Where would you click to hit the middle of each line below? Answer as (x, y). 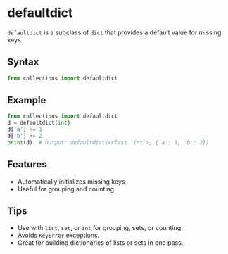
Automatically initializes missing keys (71, 182)
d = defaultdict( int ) (39, 123)
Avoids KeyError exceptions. (58, 235)
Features (27, 164)
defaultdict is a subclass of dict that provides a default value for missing (114, 32)
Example (27, 100)
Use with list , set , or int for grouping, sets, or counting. (100, 228)
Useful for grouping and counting (66, 189)
